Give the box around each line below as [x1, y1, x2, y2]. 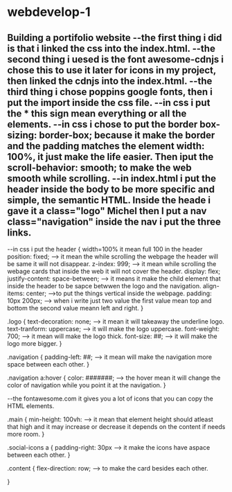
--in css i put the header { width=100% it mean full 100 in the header [7, 245, 203, 253]
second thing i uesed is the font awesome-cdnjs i [7, 53, 224, 65]
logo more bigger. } [7, 340, 62, 347]
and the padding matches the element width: [7, 140, 205, 152]
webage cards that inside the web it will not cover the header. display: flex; [7, 267, 221, 275]
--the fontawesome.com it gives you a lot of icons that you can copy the [7, 394, 213, 403]
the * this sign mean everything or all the [7, 107, 187, 119]
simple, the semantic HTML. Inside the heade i [7, 194, 211, 206]
